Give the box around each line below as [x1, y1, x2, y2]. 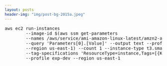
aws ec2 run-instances [4, 25, 60, 31]
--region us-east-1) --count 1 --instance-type [25, 45, 144, 51]
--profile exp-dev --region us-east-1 [25, 55, 121, 61]
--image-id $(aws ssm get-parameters [25, 30, 118, 36]
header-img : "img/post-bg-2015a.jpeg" [4, 12, 85, 17]
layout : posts [4, 7, 34, 12]
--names [25, 35, 44, 41]
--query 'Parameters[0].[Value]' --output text [25, 40, 144, 46]
